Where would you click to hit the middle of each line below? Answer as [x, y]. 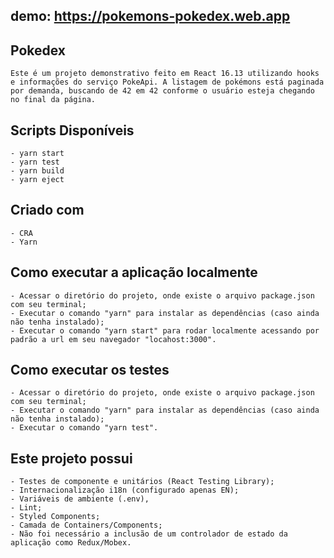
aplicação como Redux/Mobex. [71, 543]
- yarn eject [37, 180]
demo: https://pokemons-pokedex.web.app [150, 16]
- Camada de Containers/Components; [86, 525]
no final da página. [53, 100]
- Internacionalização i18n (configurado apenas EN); [125, 490]
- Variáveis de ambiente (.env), [80, 499]
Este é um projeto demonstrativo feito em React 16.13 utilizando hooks [165, 74]
